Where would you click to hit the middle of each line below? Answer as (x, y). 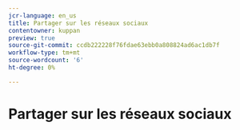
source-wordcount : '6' (46, 61)
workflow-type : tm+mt (44, 53)
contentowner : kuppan (44, 30)
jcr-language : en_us (43, 16)
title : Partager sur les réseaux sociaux (78, 23)
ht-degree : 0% (32, 68)
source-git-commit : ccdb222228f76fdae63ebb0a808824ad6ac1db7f (114, 45)
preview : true (32, 38)
